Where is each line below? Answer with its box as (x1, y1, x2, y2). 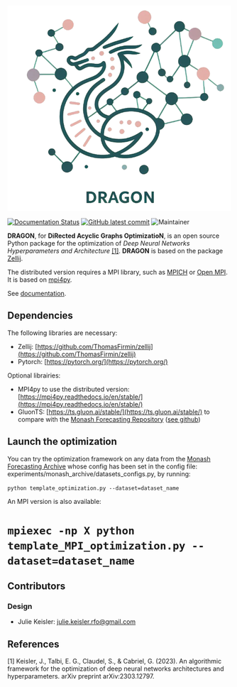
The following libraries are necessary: (7, 329, 118, 337)
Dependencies (7, 309, 73, 321)
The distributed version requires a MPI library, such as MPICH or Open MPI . (7, 268, 228, 276)
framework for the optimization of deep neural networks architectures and (7, 664, 224, 673)
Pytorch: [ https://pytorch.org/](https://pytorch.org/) (17, 357, 168, 366)
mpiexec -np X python (7, 524, 135, 537)
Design (7, 602, 33, 611)
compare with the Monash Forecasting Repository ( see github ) (17, 414, 201, 424)
